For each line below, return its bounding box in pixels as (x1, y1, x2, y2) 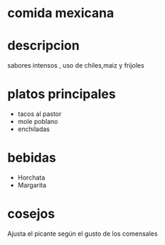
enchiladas (17, 125, 50, 133)
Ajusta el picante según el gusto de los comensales (7, 229, 158, 238)
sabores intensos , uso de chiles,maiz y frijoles (7, 61, 144, 70)
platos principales (7, 86, 116, 103)
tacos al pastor (17, 110, 62, 118)
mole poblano (17, 118, 58, 126)
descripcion (7, 38, 80, 54)
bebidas (7, 150, 57, 166)
